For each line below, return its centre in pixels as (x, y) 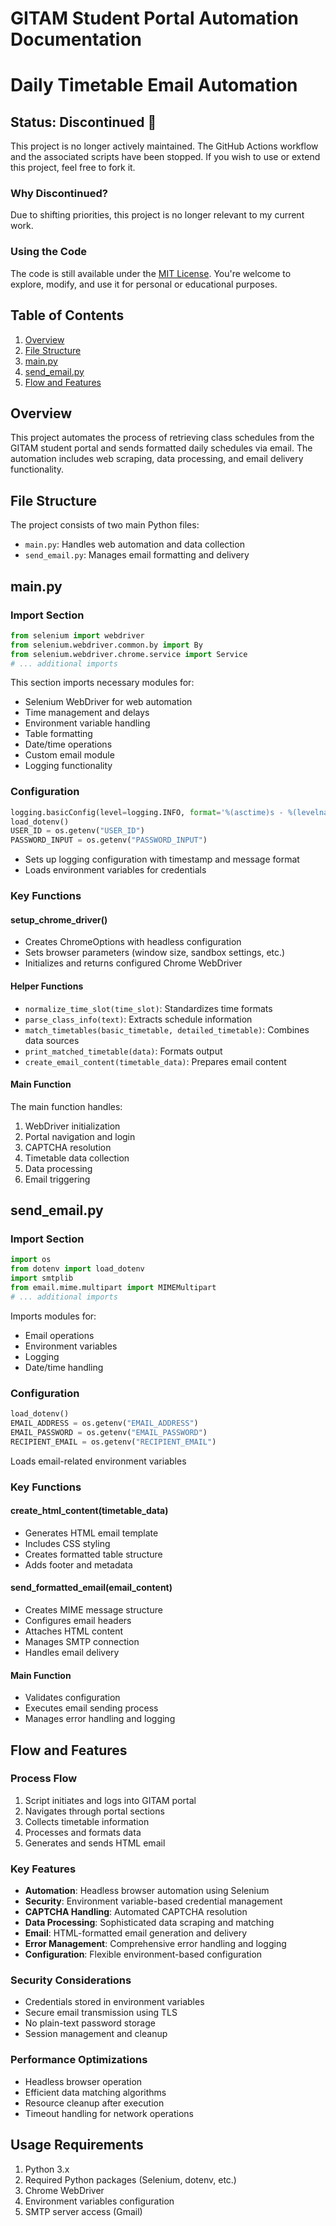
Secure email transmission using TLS (101, 2013)
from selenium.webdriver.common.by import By (106, 645)
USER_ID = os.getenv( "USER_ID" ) (77, 831)
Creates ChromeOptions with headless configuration (133, 942)
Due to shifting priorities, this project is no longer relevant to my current (157, 215)
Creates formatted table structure (93, 1554)
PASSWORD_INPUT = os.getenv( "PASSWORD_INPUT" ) (109, 840)
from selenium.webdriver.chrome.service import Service (129, 654)
